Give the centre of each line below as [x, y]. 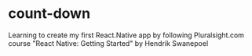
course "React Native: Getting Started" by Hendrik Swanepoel [108, 43]
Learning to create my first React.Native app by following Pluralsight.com [126, 35]
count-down [49, 14]
